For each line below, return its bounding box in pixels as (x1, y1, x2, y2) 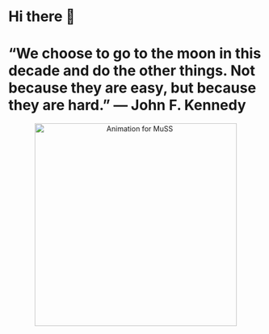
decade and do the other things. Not (8, 62, 256, 80)
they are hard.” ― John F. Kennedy (8, 96, 246, 114)
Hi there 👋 (8, 7, 75, 26)
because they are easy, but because (8, 79, 257, 97)
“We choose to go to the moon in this (8, 45, 262, 63)
